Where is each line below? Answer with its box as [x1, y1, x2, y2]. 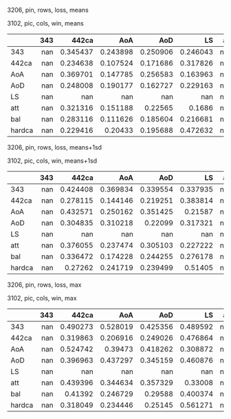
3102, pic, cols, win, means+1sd [7, 156, 98, 165]
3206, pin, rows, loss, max [7, 280, 82, 289]
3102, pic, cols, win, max [7, 294, 77, 302]
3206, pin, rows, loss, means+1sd [7, 143, 102, 151]
